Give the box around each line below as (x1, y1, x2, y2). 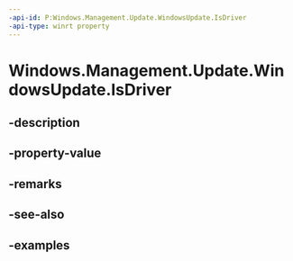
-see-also (8, 207, 65, 222)
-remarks (8, 176, 62, 192)
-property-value (8, 146, 102, 161)
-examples (8, 238, 70, 253)
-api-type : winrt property (8, 22, 110, 31)
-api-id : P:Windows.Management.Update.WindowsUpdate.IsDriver (8, 13, 247, 22)
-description (8, 115, 80, 130)
